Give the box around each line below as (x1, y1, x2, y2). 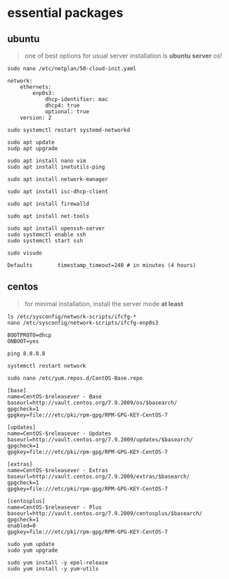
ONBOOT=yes (7, 337, 39, 345)
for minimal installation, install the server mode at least (24, 299, 184, 308)
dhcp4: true (44, 102, 80, 109)
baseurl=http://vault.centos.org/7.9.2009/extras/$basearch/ (7, 473, 190, 480)
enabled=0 (7, 522, 37, 529)
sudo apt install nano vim (7, 157, 86, 164)
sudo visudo (7, 249, 42, 256)
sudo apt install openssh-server (7, 225, 105, 232)
